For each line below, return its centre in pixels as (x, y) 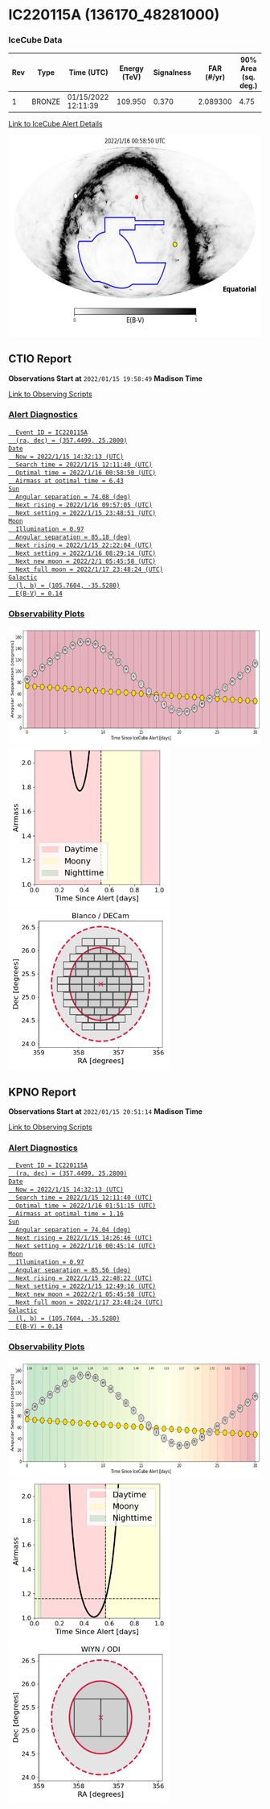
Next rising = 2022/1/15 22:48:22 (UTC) (84, 1278)
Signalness (172, 72)
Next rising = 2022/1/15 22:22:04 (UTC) (84, 545)
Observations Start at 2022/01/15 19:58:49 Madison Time (106, 378)
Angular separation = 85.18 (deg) (73, 537)
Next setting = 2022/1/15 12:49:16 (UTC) (86, 1286)
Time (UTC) (88, 72)
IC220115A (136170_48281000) (114, 15)
